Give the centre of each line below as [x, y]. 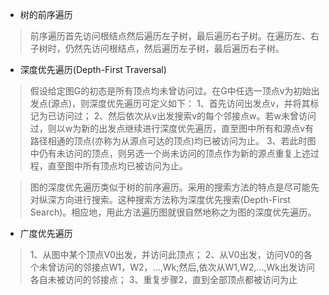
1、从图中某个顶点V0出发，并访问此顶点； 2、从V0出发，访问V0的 [167, 254]
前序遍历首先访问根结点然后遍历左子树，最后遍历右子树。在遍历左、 [170, 36]
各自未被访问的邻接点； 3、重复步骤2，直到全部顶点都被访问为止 [163, 279]
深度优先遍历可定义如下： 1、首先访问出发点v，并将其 [200, 103]
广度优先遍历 [46, 233]
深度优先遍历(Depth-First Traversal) [93, 69]
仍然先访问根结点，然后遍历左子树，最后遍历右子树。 [174, 48]
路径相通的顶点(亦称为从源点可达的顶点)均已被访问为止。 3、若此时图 [173, 141]
